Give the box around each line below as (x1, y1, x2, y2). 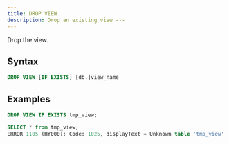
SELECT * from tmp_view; (7, 124, 79, 131)
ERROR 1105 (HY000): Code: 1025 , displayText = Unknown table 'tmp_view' (7, 130, 225, 137)
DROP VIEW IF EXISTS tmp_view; (7, 111, 98, 118)
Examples (7, 93, 51, 105)
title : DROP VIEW (7, 10, 57, 17)
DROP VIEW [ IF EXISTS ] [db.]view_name (7, 74, 119, 81)
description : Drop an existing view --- (7, 17, 126, 24)
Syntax (7, 55, 39, 67)
